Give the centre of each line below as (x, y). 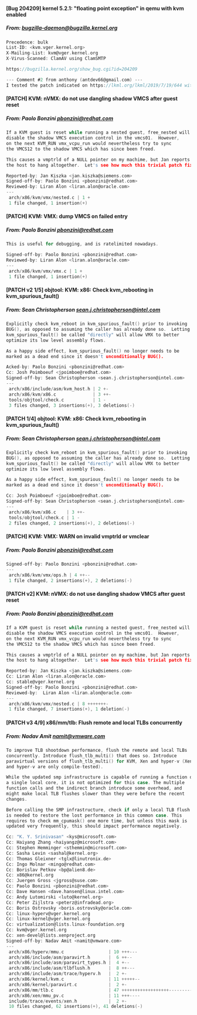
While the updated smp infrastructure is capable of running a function (97, 777)
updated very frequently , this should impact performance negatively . (94, 826)
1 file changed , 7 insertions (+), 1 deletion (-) (69, 709)
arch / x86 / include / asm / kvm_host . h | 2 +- (59, 389)
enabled (16, 14)
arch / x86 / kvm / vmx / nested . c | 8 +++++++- (59, 704)
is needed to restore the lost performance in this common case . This (94, 815)
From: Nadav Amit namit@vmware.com (56, 736)
